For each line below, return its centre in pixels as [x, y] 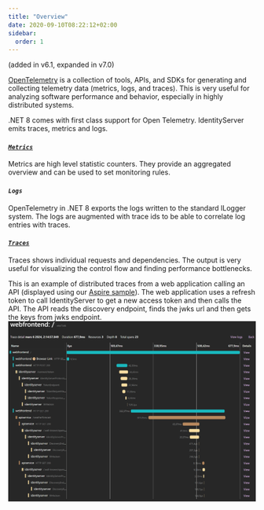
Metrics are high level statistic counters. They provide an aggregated [120, 164]
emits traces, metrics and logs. [58, 129]
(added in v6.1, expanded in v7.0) [61, 65]
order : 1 [29, 42]
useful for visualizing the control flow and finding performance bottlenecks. [130, 268]
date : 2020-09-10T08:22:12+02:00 [63, 25]
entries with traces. [39, 225]
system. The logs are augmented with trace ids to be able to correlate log [127, 216]
